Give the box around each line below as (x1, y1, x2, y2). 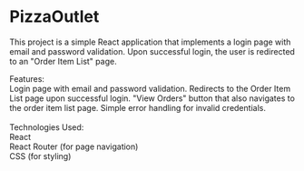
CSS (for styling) (9, 150, 72, 161)
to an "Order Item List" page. (9, 55, 117, 66)
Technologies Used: (9, 121, 84, 133)
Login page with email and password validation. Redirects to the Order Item (9, 83, 291, 94)
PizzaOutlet (9, 6, 100, 27)
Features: (9, 73, 45, 84)
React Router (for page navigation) (9, 141, 139, 152)
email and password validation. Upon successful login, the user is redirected (9, 45, 295, 56)
